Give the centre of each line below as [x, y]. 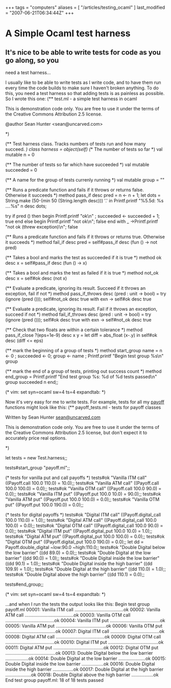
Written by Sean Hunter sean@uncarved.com [53, 417]
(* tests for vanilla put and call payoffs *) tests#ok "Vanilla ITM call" [76, 478]
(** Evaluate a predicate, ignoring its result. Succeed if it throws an [76, 288]
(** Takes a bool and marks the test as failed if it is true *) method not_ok [82, 273]
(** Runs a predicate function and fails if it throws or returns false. [75, 190]
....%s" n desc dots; [26, 206]
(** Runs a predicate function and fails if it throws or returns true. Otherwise [85, 237]
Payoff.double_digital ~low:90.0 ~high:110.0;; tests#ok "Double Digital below [85, 547]
